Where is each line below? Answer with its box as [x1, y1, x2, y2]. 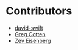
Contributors [5, 4, 73, 18]
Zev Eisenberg [14, 37, 51, 44]
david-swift [14, 24, 43, 31]
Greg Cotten [14, 30, 46, 37]
